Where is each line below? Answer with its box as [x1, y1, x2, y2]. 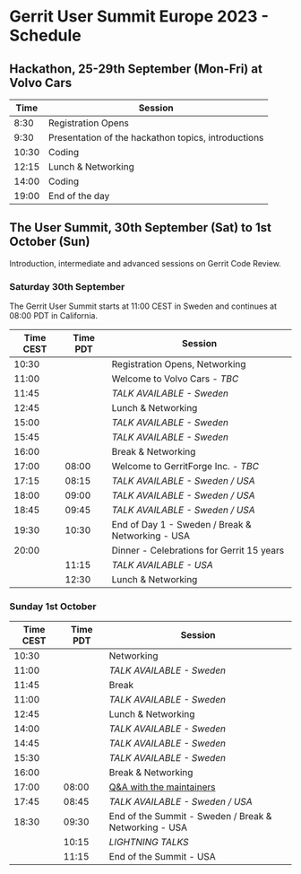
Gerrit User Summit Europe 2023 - [9, 6, 269, 27]
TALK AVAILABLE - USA [111, 559, 213, 572]
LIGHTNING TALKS [108, 836, 190, 849]
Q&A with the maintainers [108, 781, 216, 793]
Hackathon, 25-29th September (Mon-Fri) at [9, 61, 262, 76]
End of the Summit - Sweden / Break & [108, 810, 272, 823]
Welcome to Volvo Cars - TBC [111, 372, 239, 385]
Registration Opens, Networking [111, 358, 246, 371]
